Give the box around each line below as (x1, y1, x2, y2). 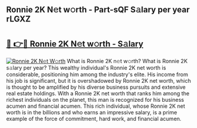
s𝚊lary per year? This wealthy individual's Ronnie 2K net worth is (6, 64, 166, 71)
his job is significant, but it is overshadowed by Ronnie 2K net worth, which (6, 77, 192, 84)
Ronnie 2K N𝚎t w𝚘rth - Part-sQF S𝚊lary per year (6, 5, 190, 15)
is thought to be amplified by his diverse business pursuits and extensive (6, 83, 186, 90)
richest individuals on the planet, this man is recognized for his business (6, 96, 184, 103)
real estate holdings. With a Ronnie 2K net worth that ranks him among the (6, 90, 190, 97)
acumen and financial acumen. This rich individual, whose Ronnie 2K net (6, 102, 186, 110)
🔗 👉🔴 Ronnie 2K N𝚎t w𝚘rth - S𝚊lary (6, 39, 144, 49)
